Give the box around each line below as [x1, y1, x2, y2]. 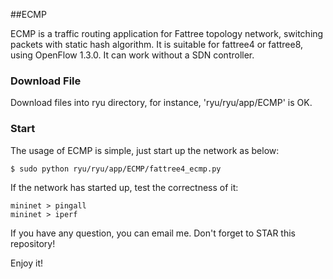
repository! [10, 237, 56, 249]
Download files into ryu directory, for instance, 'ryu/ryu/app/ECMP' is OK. [10, 97, 313, 109]
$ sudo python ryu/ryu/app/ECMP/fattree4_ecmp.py [10, 164, 222, 174]
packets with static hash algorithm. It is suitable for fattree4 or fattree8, [10, 39, 304, 50]
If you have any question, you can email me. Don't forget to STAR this [10, 227, 297, 239]
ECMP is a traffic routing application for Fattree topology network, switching [10, 28, 324, 39]
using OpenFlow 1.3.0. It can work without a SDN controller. [10, 49, 255, 61]
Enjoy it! [10, 257, 44, 269]
